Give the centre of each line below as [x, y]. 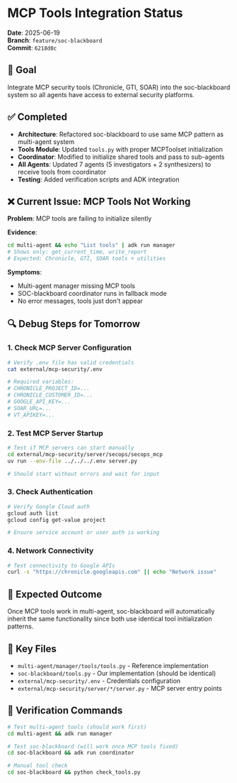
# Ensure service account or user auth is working [83, 533]
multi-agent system [46, 141]
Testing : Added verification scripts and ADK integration [98, 179]
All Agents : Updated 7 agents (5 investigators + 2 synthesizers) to [114, 164]
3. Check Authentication [50, 492]
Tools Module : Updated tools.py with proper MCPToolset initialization [120, 149]
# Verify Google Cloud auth [49, 506]
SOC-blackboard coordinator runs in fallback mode [92, 293]
